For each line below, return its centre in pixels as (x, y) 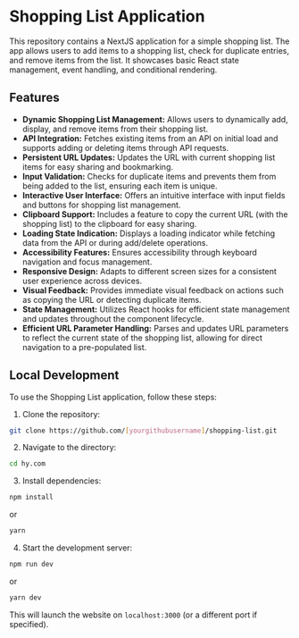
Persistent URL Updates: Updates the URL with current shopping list (149, 157)
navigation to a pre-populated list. (84, 347)
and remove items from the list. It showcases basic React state (124, 60)
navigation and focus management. (87, 262)
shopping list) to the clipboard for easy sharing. (109, 223)
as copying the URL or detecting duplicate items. (112, 299)
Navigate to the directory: (69, 448)
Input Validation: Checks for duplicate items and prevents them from (149, 176)
